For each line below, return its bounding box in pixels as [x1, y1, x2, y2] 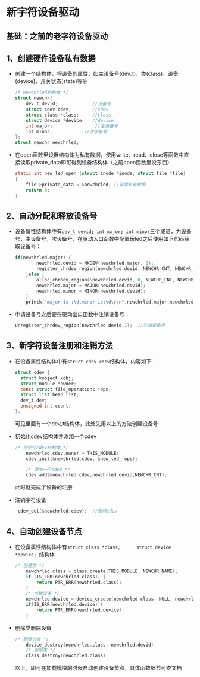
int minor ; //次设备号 [26, 128, 108, 134]
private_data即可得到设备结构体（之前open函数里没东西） [30, 159, 173, 166]
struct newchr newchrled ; [14, 140, 79, 146]
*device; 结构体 [14, 550, 55, 557]
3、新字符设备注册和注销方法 [6, 341, 113, 351]
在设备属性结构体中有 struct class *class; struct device [14, 543, 171, 550]
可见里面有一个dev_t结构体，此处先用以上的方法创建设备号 [14, 419, 158, 427]
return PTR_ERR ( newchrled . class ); [36, 579, 122, 586]
